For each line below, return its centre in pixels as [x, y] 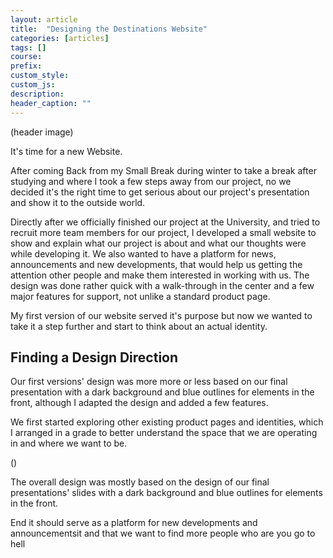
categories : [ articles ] [60, 38]
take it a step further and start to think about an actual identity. [139, 326]
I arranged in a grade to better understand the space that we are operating [164, 433]
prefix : [26, 66]
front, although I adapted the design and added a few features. [139, 403]
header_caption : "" [51, 103]
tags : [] [28, 47]
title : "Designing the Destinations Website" [109, 29]
